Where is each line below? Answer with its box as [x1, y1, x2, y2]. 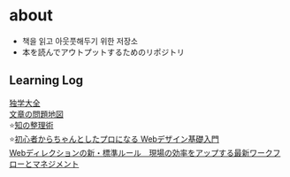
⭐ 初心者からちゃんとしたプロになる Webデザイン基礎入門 [9, 134, 219, 144]
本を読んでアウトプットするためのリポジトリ [21, 46, 186, 58]
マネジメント [32, 158, 80, 169]
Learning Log [9, 73, 84, 88]
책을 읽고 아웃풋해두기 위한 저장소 [21, 35, 139, 46]
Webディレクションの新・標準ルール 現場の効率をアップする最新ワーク [9, 147, 273, 158]
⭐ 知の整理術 [9, 119, 54, 130]
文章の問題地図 [9, 108, 64, 119]
